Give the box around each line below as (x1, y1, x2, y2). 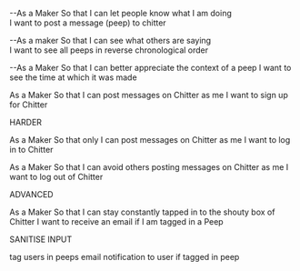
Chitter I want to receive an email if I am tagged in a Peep (9, 216, 225, 226)
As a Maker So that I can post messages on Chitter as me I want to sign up (9, 90, 288, 100)
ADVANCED (9, 189, 54, 199)
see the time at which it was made (9, 72, 138, 83)
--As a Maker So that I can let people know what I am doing (9, 8, 232, 18)
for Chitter (9, 99, 48, 110)
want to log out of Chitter (9, 172, 104, 182)
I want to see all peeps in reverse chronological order (9, 45, 209, 55)
